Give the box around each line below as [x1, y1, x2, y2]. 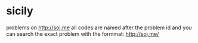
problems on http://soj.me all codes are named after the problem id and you [6, 24, 192, 31]
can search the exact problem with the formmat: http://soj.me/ [6, 30, 159, 37]
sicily [6, 4, 34, 18]
